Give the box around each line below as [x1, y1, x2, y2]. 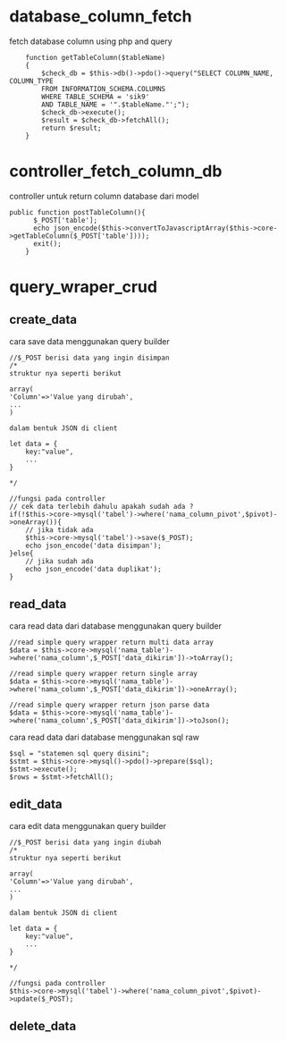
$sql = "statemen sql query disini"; [9, 749, 150, 757]
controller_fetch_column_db [9, 161, 223, 182]
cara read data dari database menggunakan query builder [9, 620, 222, 631]
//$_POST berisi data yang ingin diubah [9, 838, 163, 847]
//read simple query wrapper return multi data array [9, 638, 214, 647]
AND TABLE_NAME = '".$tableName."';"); [41, 100, 190, 109]
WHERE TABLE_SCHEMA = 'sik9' [41, 92, 150, 101]
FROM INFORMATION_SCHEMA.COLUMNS [41, 84, 166, 93]
